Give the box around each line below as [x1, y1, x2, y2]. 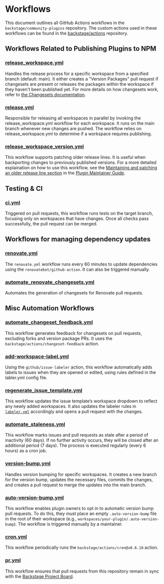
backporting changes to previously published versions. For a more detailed [5, 159, 157, 166]
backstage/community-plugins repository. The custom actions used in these [5, 25, 157, 31]
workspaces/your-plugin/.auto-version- [78, 517, 160, 522]
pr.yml [5, 557, 21, 564]
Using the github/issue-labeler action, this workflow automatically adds [5, 364, 153, 370]
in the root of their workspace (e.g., [5, 516, 77, 522]
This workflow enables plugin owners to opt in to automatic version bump [5, 506, 154, 511]
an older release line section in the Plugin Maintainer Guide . [5, 170, 126, 176]
